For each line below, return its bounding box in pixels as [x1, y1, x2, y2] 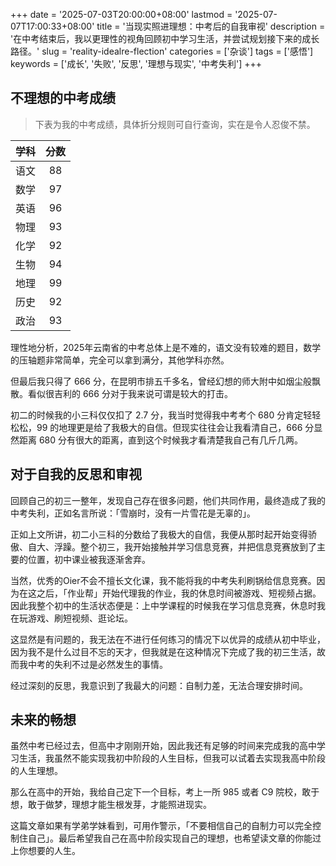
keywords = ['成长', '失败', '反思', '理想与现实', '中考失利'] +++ [10, 58, 263, 69]
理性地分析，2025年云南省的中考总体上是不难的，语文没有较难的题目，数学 [10, 341, 322, 353]
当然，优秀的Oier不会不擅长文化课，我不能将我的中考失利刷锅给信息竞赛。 [10, 574, 317, 586]
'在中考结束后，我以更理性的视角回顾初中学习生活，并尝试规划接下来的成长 [10, 33, 320, 44]
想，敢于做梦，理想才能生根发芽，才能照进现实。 [10, 799, 212, 811]
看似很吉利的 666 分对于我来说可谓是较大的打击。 [27, 387, 233, 399]
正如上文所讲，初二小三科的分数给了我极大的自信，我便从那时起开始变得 [10, 528, 308, 540]
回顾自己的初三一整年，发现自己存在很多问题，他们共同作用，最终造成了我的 [10, 494, 326, 506]
